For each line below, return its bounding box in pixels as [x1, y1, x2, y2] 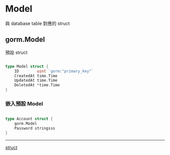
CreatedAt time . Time [14, 73, 58, 78]
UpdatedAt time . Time [14, 78, 58, 83]
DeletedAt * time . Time [14, 83, 60, 88]
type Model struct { [5, 64, 49, 69]
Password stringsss [14, 126, 56, 131]
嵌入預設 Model [5, 100, 44, 107]
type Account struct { [5, 117, 53, 122]
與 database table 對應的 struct [5, 20, 70, 26]
